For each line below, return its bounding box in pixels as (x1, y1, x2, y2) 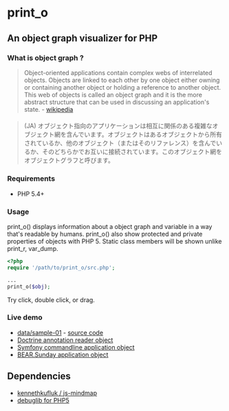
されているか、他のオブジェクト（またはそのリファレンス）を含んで (23, 139, 217, 148)
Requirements (7, 174, 56, 183)
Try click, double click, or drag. (7, 295, 95, 304)
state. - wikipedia (23, 105, 74, 113)
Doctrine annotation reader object (17, 336, 113, 344)
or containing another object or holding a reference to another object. (23, 83, 221, 91)
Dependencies (7, 370, 71, 382)
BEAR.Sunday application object (17, 350, 109, 359)
